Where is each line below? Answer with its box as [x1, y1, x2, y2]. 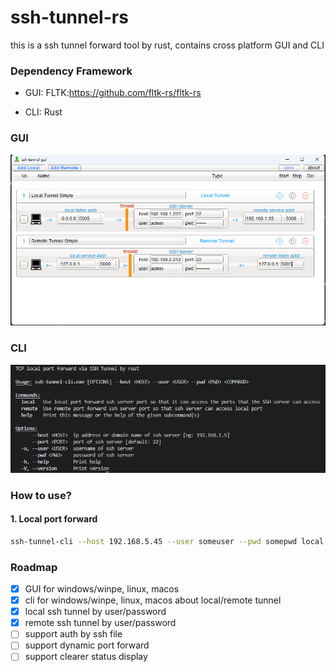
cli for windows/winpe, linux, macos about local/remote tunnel [24, 594, 282, 606]
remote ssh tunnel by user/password [24, 617, 177, 629]
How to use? [10, 488, 72, 502]
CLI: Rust [24, 106, 63, 118]
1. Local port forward [10, 513, 98, 525]
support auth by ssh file [24, 628, 123, 640]
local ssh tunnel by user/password [24, 606, 167, 618]
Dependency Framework [10, 64, 133, 78]
